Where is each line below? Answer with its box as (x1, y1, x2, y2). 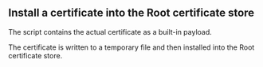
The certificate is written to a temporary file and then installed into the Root (8, 43, 255, 52)
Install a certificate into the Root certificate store (8, 6, 255, 20)
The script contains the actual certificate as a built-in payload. (8, 27, 213, 36)
